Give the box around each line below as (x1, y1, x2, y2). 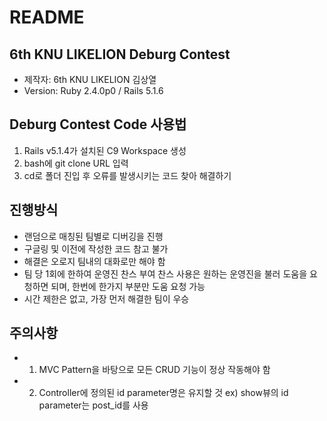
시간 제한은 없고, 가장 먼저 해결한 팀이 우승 (23, 292, 190, 305)
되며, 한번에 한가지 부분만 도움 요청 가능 (50, 280, 206, 292)
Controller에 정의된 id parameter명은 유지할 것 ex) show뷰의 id (38, 387, 289, 399)
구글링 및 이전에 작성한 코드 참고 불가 (23, 242, 169, 255)
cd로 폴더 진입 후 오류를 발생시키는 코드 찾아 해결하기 (23, 169, 232, 181)
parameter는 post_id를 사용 (38, 399, 149, 411)
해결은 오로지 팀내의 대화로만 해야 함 (23, 255, 166, 267)
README (9, 6, 85, 29)
